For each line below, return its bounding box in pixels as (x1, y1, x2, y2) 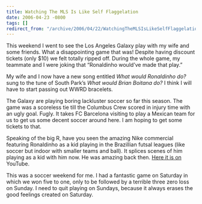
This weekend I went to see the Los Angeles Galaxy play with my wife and (6, 42, 189, 49)
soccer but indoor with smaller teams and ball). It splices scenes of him (6, 147, 183, 155)
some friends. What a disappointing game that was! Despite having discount (6, 49, 195, 56)
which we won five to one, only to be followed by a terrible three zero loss (6, 178, 189, 185)
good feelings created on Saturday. (6, 191, 94, 199)
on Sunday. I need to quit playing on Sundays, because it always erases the (6, 185, 194, 192)
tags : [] (6, 20, 28, 26)
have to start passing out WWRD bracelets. (6, 85, 113, 93)
